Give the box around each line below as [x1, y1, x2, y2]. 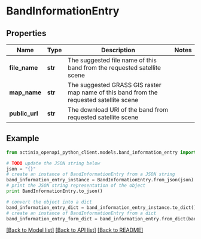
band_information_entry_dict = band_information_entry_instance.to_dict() [6, 204, 197, 211]
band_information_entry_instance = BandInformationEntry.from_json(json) [6, 177, 194, 183]
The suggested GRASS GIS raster [68, 81, 162, 89]
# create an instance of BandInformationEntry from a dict [6, 210, 157, 216]
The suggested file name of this [68, 56, 157, 64]
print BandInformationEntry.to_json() [6, 188, 103, 195]
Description [100, 46, 136, 54]
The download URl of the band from [68, 106, 169, 113]
